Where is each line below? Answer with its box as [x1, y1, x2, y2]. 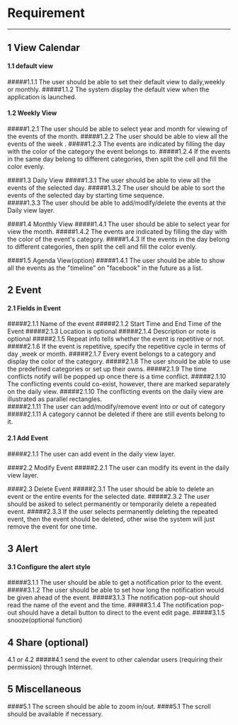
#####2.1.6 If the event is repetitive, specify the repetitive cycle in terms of [7, 342, 226, 351]
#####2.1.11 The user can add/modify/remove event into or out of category [7, 403, 225, 411]
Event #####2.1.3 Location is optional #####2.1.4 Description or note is [7, 327, 216, 336]
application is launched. [7, 92, 76, 101]
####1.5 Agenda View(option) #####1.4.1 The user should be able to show [7, 256, 225, 264]
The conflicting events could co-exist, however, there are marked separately [7, 380, 230, 388]
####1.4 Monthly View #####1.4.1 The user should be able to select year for [7, 220, 230, 228]
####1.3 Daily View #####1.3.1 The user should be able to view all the [7, 176, 211, 184]
